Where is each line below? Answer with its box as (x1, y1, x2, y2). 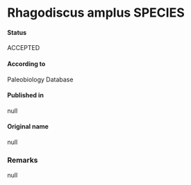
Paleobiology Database (7, 75, 74, 83)
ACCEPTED (7, 44, 40, 52)
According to (7, 59, 46, 67)
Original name (7, 122, 49, 131)
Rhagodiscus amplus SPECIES (7, 5, 185, 21)
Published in (7, 91, 44, 99)
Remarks (7, 155, 38, 165)
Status (7, 28, 27, 36)
